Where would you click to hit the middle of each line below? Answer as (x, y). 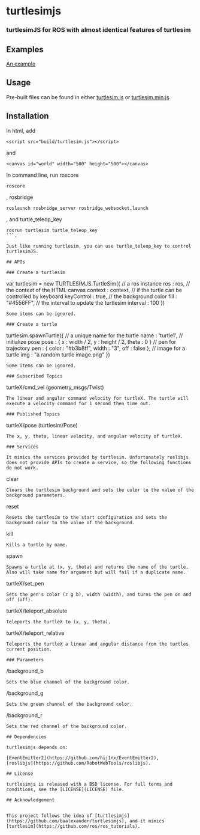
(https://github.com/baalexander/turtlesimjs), (67, 821)
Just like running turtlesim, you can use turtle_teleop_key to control (99, 246)
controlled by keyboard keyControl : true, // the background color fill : (92, 296)
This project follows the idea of (49, 816)
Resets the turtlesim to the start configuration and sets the (87, 517)
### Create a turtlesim (36, 272)
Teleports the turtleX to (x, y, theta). (59, 622)
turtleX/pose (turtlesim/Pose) (42, 425)
